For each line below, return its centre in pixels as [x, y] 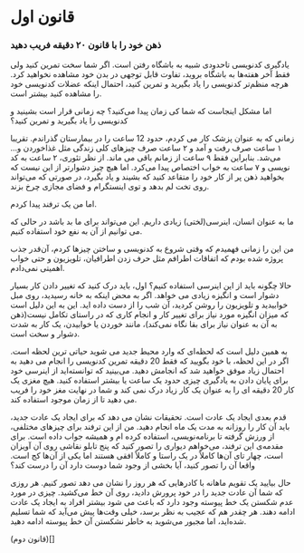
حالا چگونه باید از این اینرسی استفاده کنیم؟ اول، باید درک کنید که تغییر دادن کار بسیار [151, 286]
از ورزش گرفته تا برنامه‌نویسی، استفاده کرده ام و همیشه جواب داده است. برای [142, 436]
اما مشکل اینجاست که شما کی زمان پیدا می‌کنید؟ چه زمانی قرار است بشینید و [141, 112]
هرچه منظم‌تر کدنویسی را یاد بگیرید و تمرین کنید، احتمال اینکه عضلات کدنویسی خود [149, 84]
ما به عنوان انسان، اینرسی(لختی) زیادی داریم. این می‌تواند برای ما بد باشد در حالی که [152, 222]
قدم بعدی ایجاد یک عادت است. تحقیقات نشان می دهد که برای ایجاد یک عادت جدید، [148, 417]
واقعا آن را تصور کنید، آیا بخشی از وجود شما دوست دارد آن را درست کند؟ [133, 465]
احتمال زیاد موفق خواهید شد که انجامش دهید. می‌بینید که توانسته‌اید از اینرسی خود [147, 371]
